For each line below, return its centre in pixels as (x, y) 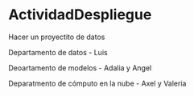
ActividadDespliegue (80, 15)
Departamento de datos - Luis (58, 52)
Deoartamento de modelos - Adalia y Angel (80, 68)
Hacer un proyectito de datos (57, 37)
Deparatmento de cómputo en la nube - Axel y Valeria (97, 83)
